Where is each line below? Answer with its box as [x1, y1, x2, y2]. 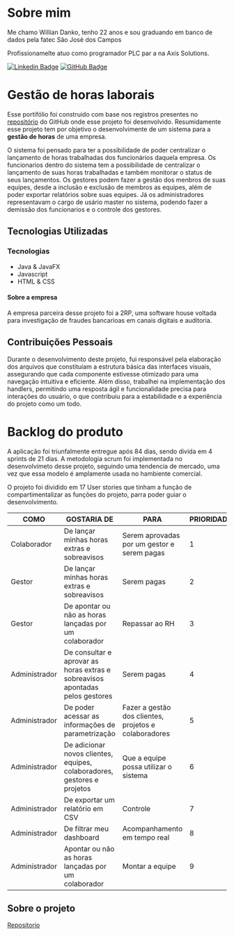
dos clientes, [122, 711, 164, 721]
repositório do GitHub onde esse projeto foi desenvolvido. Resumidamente [7, 117, 221, 126]
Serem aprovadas [122, 530, 180, 540]
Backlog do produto [7, 424, 123, 439]
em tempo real [122, 833, 170, 842]
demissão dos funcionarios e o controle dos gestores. [7, 205, 162, 214]
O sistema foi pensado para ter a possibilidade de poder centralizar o [7, 145, 206, 154]
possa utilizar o [122, 761, 173, 771]
